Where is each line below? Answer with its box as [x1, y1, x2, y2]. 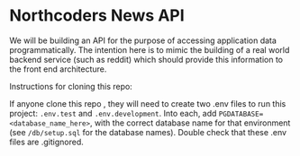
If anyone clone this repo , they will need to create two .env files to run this [9, 98, 286, 108]
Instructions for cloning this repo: [9, 81, 132, 91]
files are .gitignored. [9, 136, 84, 147]
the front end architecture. [9, 64, 107, 74]
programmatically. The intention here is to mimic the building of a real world [9, 44, 290, 55]
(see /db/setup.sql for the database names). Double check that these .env [9, 126, 286, 137]
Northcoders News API [9, 5, 185, 26]
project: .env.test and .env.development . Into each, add [9, 108, 217, 118]
